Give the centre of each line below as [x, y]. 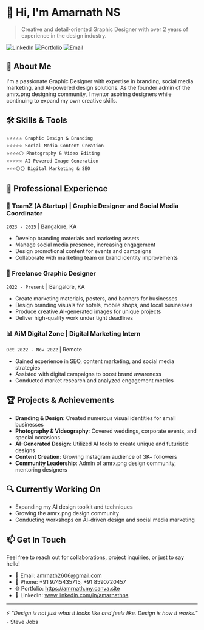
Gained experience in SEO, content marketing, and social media [95, 361]
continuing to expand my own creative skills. [62, 100]
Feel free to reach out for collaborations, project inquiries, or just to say [95, 557]
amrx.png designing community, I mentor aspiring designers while [89, 94]
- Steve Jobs [22, 622]
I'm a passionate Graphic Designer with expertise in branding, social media [100, 81]
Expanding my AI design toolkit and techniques [74, 507]
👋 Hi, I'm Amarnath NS [63, 12]
